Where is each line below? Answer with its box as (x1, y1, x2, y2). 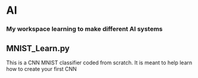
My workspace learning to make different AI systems (6, 25, 163, 33)
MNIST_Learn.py (6, 43, 70, 54)
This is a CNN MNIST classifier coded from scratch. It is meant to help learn (6, 59, 193, 66)
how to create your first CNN (6, 65, 77, 72)
